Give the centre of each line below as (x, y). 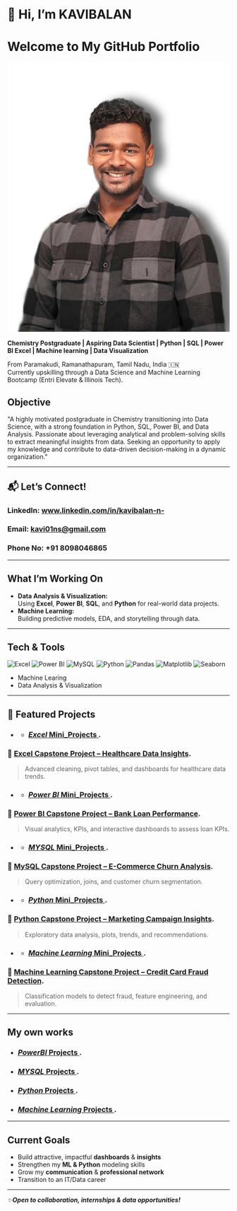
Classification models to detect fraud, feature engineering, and (116, 996)
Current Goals (39, 1140)
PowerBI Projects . (50, 1053)
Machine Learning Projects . (67, 1109)
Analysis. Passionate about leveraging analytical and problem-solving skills (116, 434)
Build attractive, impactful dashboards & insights (89, 1157)
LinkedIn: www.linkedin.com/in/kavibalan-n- (86, 510)
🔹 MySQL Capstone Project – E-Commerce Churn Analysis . (110, 867)
